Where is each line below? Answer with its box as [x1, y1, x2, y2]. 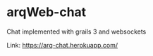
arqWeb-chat [6, 4, 87, 20]
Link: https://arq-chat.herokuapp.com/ [6, 41, 118, 49]
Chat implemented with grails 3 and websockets [6, 27, 147, 36]
